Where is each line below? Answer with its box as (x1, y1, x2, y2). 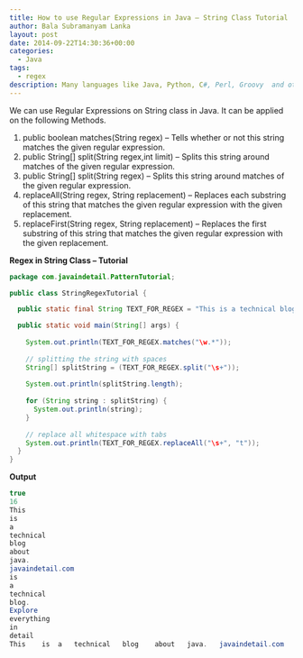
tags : (9, 64, 30, 73)
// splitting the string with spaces (25, 354, 168, 363)
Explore (9, 606, 39, 616)
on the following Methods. (9, 114, 106, 125)
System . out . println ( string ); (32, 405, 143, 414)
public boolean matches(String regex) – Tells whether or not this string (22, 132, 285, 142)
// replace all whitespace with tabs (25, 430, 168, 439)
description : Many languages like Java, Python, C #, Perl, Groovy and (9, 80, 284, 89)
